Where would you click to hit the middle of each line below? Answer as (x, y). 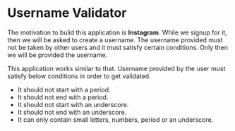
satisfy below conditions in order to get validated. (79, 76)
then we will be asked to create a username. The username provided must (115, 39)
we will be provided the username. (58, 55)
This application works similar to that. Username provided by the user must (116, 68)
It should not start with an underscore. (73, 104)
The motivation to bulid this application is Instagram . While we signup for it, (117, 32)
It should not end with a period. (63, 97)
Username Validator (67, 13)
